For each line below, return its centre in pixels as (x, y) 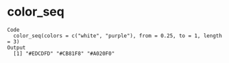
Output (16, 47)
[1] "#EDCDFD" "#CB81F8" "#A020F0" (64, 54)
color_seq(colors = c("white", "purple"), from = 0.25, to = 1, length (118, 36)
